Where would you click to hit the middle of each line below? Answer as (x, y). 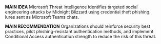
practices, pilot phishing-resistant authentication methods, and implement (79, 31)
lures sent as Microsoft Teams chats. (42, 17)
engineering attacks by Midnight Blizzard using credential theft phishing (77, 12)
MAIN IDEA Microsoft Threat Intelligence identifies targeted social (71, 7)
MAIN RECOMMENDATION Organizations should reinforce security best (78, 26)
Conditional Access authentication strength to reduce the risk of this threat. (81, 36)
